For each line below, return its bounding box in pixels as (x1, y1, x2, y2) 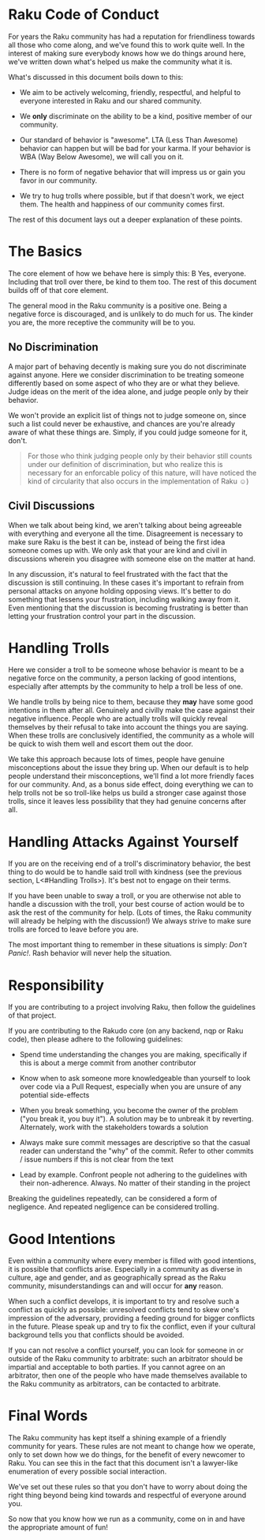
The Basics (8, 243, 83, 260)
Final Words (8, 1407, 88, 1425)
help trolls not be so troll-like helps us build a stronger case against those (8, 788, 247, 798)
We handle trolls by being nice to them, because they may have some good (8, 697, 254, 707)
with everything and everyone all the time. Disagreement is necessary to (8, 529, 243, 538)
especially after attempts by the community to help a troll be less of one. (8, 682, 243, 692)
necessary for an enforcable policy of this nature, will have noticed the (27, 468, 257, 477)
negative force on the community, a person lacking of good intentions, (8, 673, 237, 683)
